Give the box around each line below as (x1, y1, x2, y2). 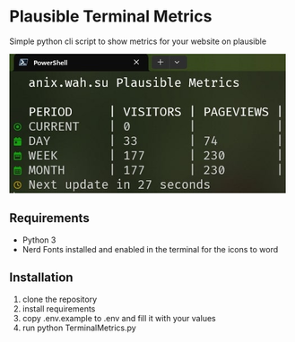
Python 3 (22, 235, 56, 245)
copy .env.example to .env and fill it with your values (22, 312, 217, 323)
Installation (9, 270, 74, 286)
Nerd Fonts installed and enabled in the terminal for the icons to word (22, 244, 279, 254)
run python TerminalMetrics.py (22, 322, 136, 333)
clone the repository (22, 294, 98, 304)
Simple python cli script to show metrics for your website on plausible (9, 36, 267, 47)
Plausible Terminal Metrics (9, 6, 213, 27)
